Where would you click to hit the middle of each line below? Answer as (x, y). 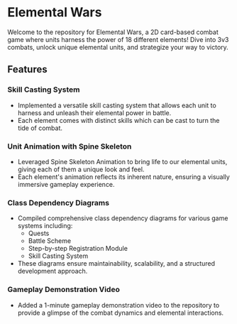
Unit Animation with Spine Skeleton (70, 146)
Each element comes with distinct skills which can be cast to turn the (118, 120)
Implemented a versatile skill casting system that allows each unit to (117, 105)
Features (27, 69)
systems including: (45, 226)
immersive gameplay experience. (66, 184)
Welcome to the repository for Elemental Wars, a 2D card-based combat (113, 32)
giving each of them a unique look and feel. (81, 169)
